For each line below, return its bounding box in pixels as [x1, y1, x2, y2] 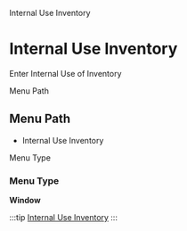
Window [9, 195, 42, 206]
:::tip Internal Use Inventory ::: [9, 212, 118, 223]
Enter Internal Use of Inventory [9, 68, 122, 78]
